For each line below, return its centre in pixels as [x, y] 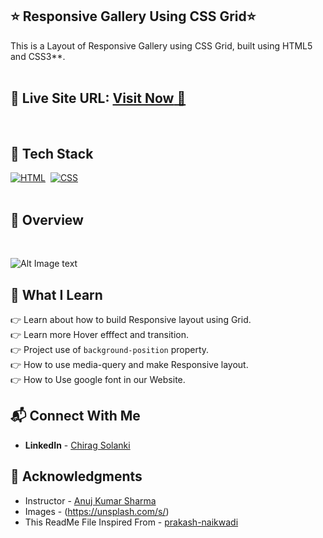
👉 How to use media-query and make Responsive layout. [129, 365]
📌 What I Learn [56, 294]
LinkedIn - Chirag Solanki [77, 445]
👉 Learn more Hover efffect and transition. [100, 335]
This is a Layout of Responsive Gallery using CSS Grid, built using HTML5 [161, 45]
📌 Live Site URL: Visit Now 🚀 [98, 98]
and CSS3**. [38, 56]
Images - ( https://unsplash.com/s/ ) [97, 511]
